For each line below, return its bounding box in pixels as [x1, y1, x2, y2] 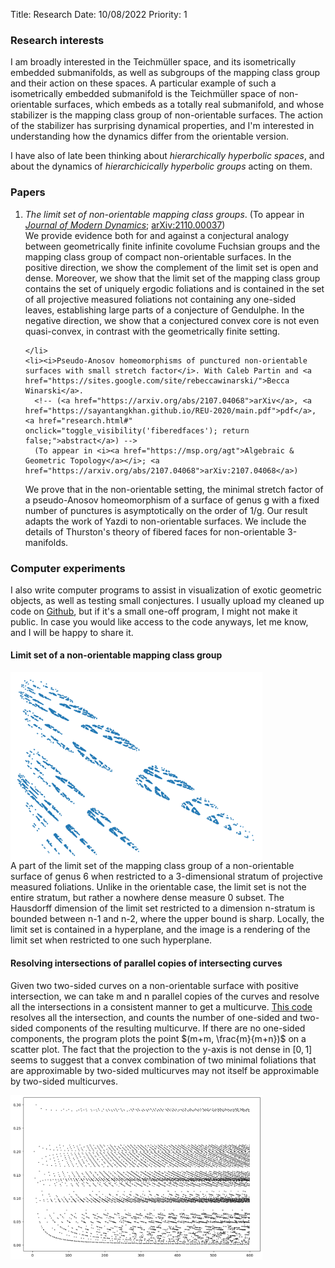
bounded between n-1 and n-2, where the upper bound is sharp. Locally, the [10, 913, 325, 925]
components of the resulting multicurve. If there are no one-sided [35, 1022, 306, 1034]
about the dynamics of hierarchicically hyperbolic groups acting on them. [10, 160, 313, 173]
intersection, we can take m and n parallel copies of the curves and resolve [10, 990, 320, 1002]
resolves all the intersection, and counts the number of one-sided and [10, 1011, 298, 1023]
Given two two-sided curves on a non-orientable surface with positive [10, 979, 299, 991]
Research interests [10, 33, 105, 47]
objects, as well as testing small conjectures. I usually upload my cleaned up [10, 594, 325, 606]
